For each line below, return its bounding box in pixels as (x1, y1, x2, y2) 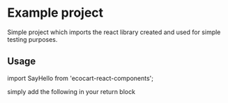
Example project (7, 5, 104, 21)
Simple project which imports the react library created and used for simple (7, 28, 221, 36)
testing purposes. (7, 35, 58, 43)
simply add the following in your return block (7, 87, 136, 95)
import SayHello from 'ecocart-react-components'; (7, 74, 154, 82)
